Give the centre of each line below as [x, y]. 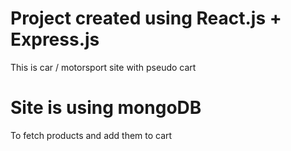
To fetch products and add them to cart [91, 135]
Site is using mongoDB [106, 108]
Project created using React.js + [146, 18]
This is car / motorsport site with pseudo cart [103, 67]
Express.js [55, 39]
